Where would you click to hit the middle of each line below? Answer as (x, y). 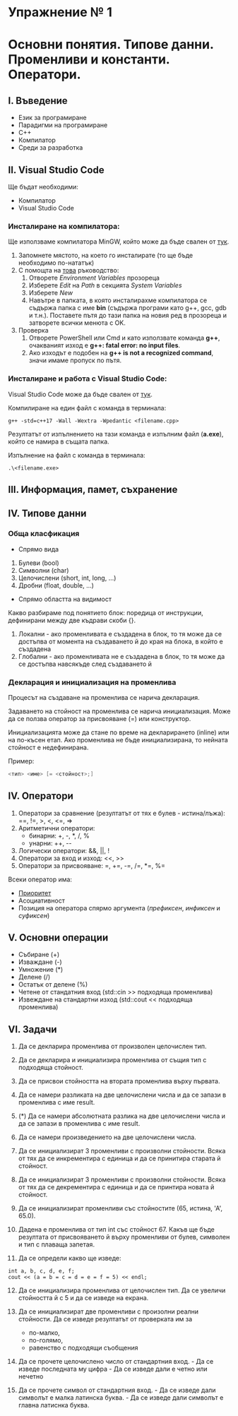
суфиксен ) (34, 915)
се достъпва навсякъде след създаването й (85, 664)
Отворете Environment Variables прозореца (94, 278)
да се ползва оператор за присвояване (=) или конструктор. (100, 718)
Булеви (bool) (38, 563)
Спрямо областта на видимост (65, 599)
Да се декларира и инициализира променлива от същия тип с (112, 1060)
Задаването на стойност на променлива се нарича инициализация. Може (119, 711)
